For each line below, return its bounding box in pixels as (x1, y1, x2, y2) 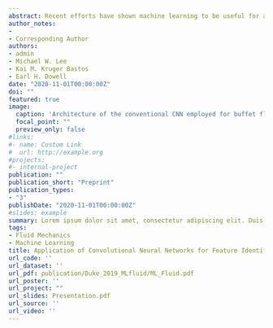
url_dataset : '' (8, 261, 63, 269)
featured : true (8, 95, 60, 103)
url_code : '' (8, 254, 53, 262)
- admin (8, 50, 35, 58)
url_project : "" (8, 284, 63, 293)
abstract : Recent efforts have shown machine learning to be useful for (8, 11, 260, 20)
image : (8, 103, 31, 111)
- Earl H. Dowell (8, 72, 67, 81)
